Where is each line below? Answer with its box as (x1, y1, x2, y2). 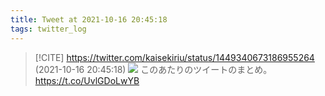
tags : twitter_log (10, 24, 87, 34)
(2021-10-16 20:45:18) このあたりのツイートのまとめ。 (34, 63, 273, 75)
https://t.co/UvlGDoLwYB (34, 74, 140, 86)
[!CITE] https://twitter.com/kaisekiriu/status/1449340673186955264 (34, 51, 315, 63)
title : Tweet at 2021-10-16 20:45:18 (10, 14, 168, 25)
